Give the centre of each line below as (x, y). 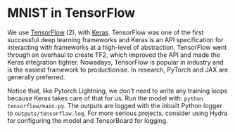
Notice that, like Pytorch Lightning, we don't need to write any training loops (118, 91)
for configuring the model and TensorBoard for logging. (88, 120)
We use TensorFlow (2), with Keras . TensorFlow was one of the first (106, 32)
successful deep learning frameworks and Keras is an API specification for (115, 39)
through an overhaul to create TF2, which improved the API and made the (114, 55)
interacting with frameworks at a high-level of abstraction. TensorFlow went (117, 47)
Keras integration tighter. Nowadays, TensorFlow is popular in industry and (115, 62)
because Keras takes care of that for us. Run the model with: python (106, 98)
